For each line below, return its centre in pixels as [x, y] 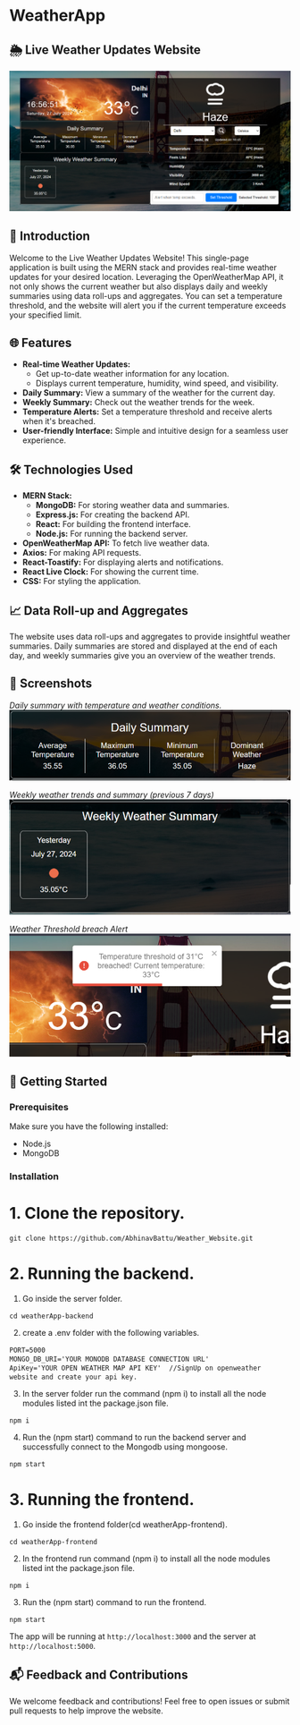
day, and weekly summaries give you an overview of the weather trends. [142, 656]
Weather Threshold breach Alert [68, 929]
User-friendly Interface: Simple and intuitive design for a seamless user [155, 431]
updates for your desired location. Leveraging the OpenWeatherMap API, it [146, 276]
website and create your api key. [74, 1377]
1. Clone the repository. [97, 1214]
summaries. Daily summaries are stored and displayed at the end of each [144, 646]
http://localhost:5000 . [53, 1646]
